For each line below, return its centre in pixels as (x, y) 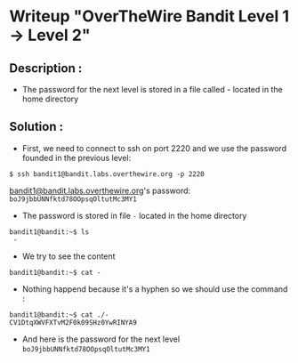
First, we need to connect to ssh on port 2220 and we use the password (154, 148)
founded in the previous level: (77, 157)
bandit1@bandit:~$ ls (49, 232)
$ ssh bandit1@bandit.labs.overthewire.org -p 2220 (107, 174)
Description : (46, 68)
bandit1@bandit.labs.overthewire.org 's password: (100, 190)
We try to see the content (68, 256)
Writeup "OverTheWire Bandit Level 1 (149, 16)
